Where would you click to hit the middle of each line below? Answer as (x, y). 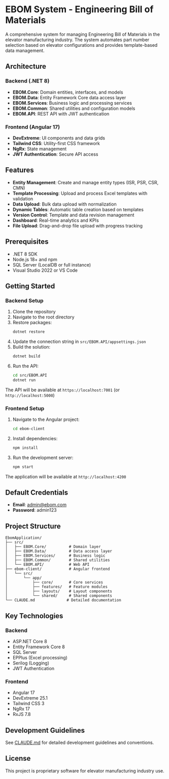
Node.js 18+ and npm (35, 259)
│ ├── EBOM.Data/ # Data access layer (59, 551)
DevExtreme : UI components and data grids (59, 138)
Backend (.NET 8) (27, 81)
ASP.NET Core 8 (30, 641)
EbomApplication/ (24, 538)
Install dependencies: (35, 438)
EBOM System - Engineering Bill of (79, 9)
